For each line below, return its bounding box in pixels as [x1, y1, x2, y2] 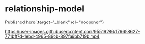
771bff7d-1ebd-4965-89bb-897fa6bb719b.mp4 [5, 33, 100, 39]
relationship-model [5, 3, 84, 14]
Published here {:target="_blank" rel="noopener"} [5, 19, 104, 25]
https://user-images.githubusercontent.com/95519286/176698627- [5, 28, 140, 34]
